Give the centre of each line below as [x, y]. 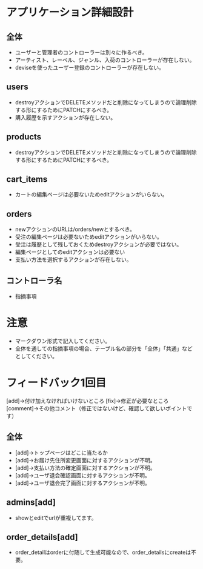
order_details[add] [42, 537]
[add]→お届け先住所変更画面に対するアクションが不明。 [85, 460]
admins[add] [31, 503]
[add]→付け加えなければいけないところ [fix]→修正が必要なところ [88, 401]
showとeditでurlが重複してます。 [56, 517]
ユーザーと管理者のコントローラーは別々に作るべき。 [81, 52]
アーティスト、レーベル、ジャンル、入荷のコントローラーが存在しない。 [105, 60]
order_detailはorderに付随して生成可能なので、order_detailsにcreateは [103, 553]
